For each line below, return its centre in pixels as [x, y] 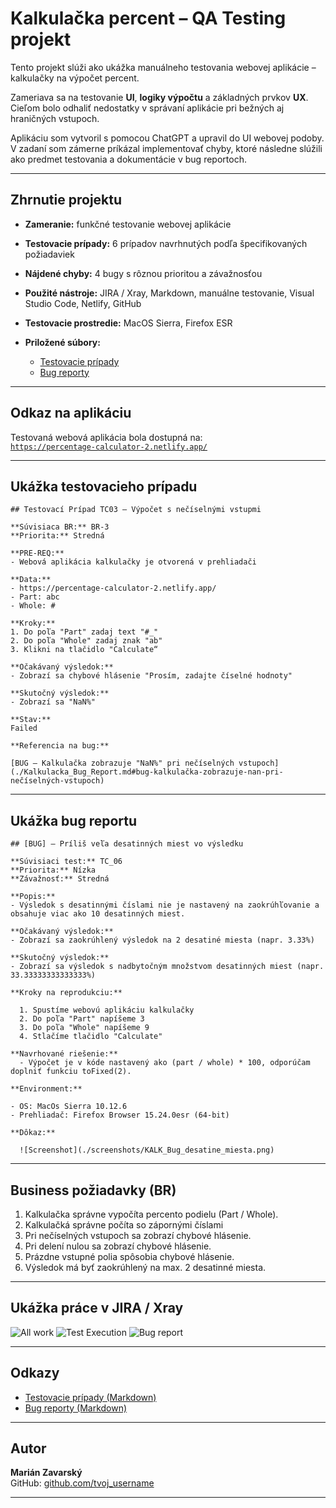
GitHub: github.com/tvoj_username [82, 1483]
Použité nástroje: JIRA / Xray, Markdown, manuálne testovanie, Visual [169, 293]
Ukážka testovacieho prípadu [104, 486]
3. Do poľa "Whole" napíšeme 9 [84, 1028]
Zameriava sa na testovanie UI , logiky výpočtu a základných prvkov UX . [159, 97]
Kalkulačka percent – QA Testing [148, 18]
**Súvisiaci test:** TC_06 [66, 862]
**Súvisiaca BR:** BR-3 [60, 527]
